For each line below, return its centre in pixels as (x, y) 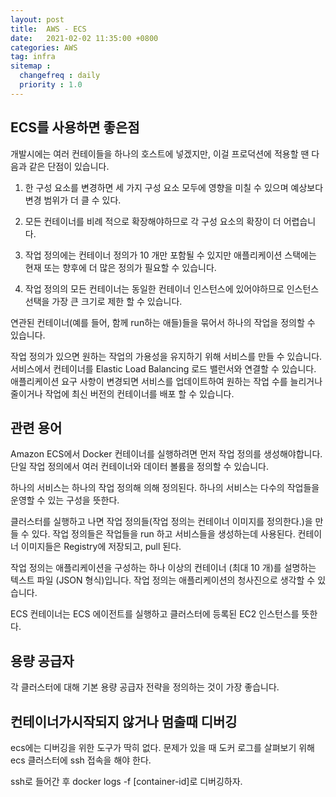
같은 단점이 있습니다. (69, 166)
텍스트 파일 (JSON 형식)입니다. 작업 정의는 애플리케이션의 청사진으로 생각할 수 (163, 580)
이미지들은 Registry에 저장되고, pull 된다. (101, 547)
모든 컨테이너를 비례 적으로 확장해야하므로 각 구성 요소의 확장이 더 (153, 221)
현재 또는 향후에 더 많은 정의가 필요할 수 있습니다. (120, 267)
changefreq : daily (60, 76)
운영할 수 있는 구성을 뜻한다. (65, 500)
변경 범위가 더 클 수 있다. (73, 200)
